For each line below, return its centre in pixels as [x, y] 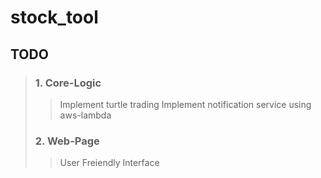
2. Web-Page [67, 141]
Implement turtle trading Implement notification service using [185, 104]
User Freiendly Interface [109, 163]
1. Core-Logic [68, 83]
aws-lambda [85, 115]
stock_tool [54, 17]
